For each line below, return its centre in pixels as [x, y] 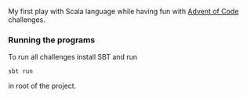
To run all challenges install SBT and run [73, 57]
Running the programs [52, 40]
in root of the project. [42, 86]
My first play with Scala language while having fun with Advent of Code [123, 11]
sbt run [21, 71]
